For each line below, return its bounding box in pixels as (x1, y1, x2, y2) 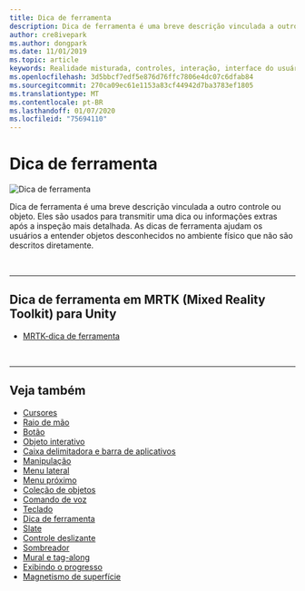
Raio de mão (22, 417, 70, 428)
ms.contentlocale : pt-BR (9, 97, 103, 107)
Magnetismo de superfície (22, 571, 121, 582)
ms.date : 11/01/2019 (9, 47, 88, 56)
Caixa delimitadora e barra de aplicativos (22, 446, 176, 457)
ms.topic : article (9, 55, 79, 64)
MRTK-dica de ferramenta (22, 330, 121, 341)
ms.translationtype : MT (9, 89, 100, 98)
